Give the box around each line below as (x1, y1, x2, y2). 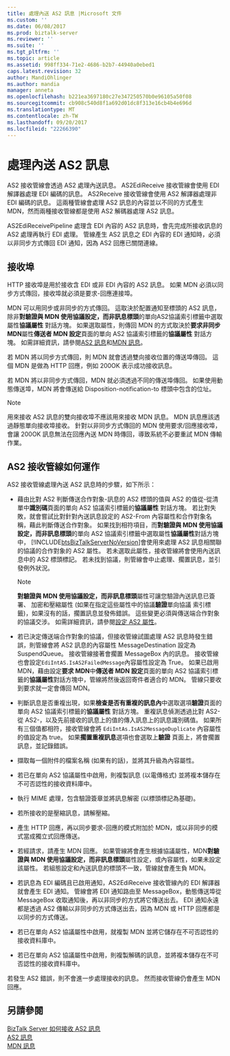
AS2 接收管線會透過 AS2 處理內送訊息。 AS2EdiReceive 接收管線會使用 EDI (7, 181, 220, 189)
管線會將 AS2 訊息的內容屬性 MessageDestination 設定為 (35, 641, 196, 649)
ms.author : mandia (7, 81, 60, 87)
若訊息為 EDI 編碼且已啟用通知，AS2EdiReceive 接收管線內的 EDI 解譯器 (16, 878, 220, 887)
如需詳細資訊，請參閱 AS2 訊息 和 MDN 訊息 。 (20, 338, 147, 346)
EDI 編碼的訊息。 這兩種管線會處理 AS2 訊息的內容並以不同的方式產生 (7, 198, 204, 207)
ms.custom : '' (7, 17, 48, 23)
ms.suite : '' (7, 42, 45, 49)
